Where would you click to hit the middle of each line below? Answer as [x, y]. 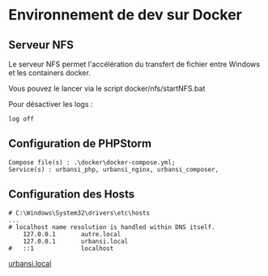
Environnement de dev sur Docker [125, 15]
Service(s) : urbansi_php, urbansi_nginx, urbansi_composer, [114, 169]
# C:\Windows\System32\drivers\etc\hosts [79, 213]
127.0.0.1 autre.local [72, 234]
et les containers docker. [50, 73]
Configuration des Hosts [72, 195]
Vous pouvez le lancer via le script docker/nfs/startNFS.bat [107, 88]
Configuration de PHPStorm [80, 144]
